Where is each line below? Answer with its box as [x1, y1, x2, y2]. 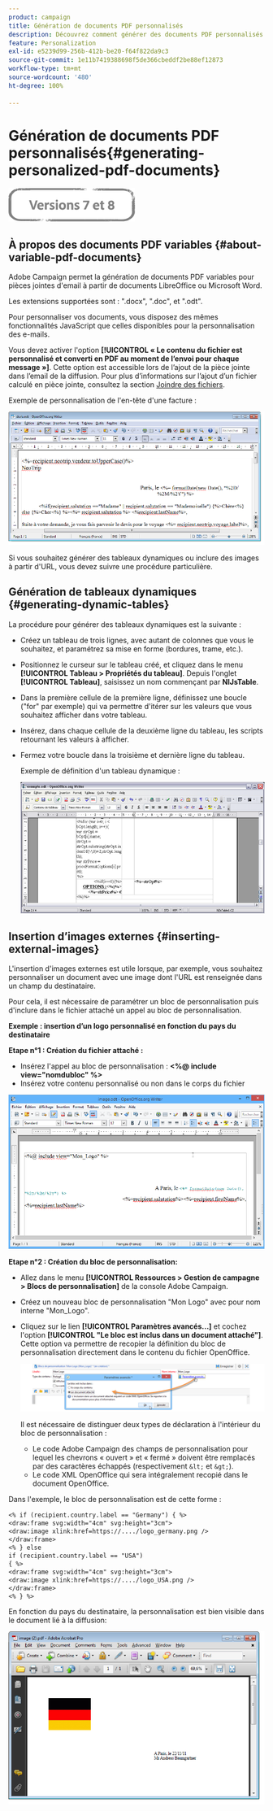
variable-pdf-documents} [8, 250, 142, 264]
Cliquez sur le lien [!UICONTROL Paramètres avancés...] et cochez [19, 1321, 247, 1331]
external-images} [8, 942, 100, 956]
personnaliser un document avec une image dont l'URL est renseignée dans [8, 973, 262, 982]
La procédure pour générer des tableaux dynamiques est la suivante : [8, 619, 241, 629]
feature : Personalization [8, 39, 96, 47]
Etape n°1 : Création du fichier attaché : [8, 1046, 144, 1056]
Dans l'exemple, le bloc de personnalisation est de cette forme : [8, 1495, 222, 1504]
